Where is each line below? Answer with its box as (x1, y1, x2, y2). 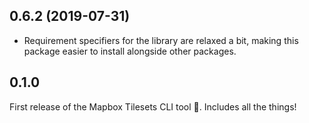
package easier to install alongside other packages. (23, 45, 237, 57)
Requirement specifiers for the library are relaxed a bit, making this (23, 34, 299, 46)
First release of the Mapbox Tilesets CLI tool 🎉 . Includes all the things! (9, 100, 297, 113)
